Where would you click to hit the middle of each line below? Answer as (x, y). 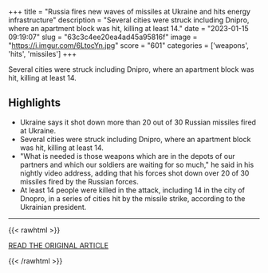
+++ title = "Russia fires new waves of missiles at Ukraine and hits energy (130, 12)
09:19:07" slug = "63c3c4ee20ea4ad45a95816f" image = (103, 37)
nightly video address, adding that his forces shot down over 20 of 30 (134, 173)
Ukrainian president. (53, 207)
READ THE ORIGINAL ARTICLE (59, 245)
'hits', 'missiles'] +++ (43, 54)
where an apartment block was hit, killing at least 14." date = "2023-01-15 (128, 28)
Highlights (35, 103)
